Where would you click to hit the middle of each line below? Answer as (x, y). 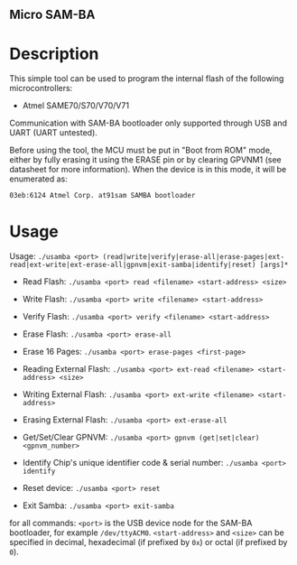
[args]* (274, 265)
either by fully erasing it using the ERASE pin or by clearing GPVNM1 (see (145, 160)
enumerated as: (38, 179)
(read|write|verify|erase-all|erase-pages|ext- (194, 257)
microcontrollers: (41, 88)
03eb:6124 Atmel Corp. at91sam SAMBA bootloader (102, 196)
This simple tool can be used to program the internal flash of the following (147, 79)
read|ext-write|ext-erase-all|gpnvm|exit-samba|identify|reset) (133, 265)
